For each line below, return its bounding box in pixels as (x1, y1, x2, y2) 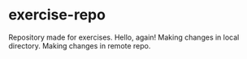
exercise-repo (8, 6, 106, 24)
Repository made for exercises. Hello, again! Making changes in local (8, 32, 240, 42)
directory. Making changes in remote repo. (8, 40, 151, 50)
